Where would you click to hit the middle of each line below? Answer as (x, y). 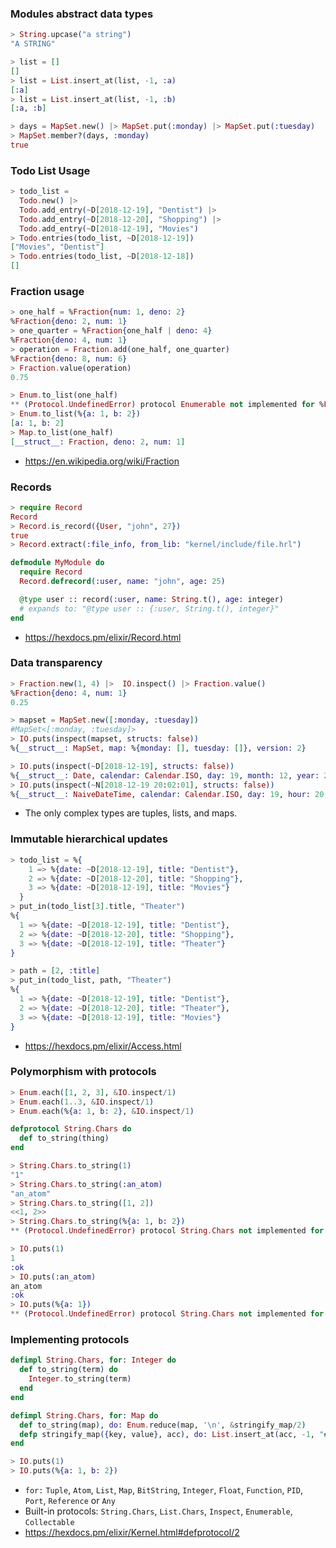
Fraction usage (47, 292)
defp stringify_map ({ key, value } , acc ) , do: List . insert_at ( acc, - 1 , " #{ (176, 1434)
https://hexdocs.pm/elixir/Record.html (103, 637)
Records (31, 487)
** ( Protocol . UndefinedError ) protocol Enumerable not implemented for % (167, 405)
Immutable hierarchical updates (89, 839)
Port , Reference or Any (70, 1500)
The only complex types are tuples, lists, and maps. (131, 813)
